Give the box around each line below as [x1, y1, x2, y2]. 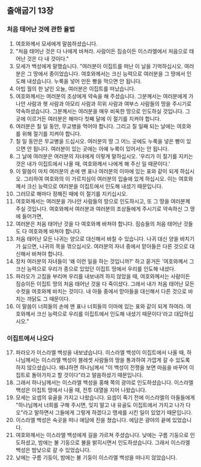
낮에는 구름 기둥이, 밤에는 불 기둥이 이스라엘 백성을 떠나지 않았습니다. [15, 454, 178, 461]
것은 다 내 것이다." [26, 55, 69, 62]
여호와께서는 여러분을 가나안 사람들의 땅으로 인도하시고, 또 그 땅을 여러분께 [15, 197, 191, 205]
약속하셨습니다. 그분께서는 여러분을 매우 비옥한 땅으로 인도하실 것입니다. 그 [15, 107, 191, 115]
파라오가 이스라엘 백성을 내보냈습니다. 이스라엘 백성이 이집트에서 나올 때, [15, 349, 185, 356]
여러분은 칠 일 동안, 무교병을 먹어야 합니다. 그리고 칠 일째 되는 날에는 [15, 122, 176, 130]
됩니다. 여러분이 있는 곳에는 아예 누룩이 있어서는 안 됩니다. [33, 145, 169, 152]
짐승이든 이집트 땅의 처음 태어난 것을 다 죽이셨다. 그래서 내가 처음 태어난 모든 [15, 280, 195, 287]
